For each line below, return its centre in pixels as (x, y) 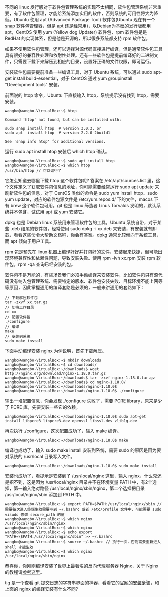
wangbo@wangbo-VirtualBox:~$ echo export (49, 532)
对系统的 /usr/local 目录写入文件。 (40, 457)
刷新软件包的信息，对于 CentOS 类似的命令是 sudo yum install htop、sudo (82, 193)
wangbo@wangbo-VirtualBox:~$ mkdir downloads (53, 360)
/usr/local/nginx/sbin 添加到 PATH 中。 (45, 495)
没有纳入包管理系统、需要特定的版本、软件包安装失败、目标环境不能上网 (84, 281)
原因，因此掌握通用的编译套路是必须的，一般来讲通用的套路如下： (77, 287)
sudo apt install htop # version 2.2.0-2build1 (58, 133)
